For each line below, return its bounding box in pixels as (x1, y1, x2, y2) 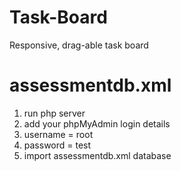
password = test (23, 139, 92, 151)
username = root (23, 128, 94, 140)
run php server (23, 107, 86, 119)
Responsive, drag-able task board (9, 39, 149, 51)
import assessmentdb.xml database (23, 149, 172, 161)
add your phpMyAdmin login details (23, 117, 171, 130)
